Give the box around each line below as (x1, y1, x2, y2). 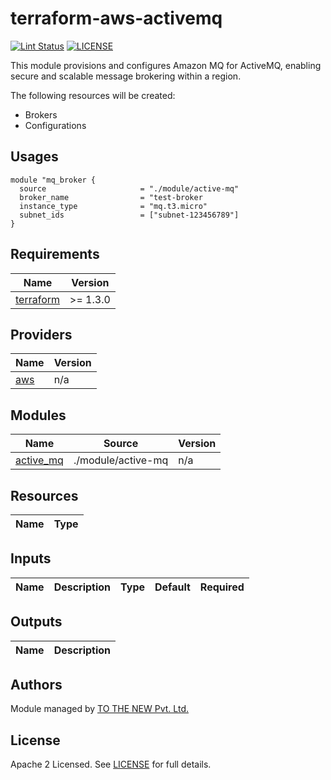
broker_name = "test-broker (19, 192, 203, 202)
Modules (10, 407, 67, 424)
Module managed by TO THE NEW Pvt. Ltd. (10, 703, 189, 715)
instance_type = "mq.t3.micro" (19, 201, 208, 211)
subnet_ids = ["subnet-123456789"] (19, 210, 240, 220)
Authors (10, 677, 63, 694)
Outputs (10, 613, 63, 631)
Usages (10, 148, 59, 166)
